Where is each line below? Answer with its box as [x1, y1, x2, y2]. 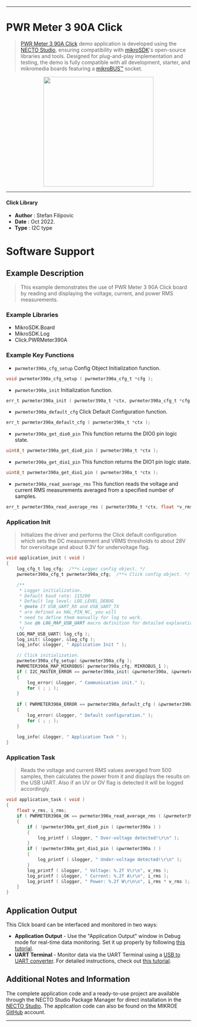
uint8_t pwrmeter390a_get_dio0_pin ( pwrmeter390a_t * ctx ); [6, 448, 159, 454]
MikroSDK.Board [14, 324, 55, 331]
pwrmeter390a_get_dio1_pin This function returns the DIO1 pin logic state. [14, 458, 191, 466]
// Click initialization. [16, 653, 80, 658]
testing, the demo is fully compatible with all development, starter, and [20, 59, 191, 66]
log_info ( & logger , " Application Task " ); [16, 734, 127, 740]
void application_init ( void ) [6, 555, 85, 561]
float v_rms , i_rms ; [16, 808, 67, 814]
